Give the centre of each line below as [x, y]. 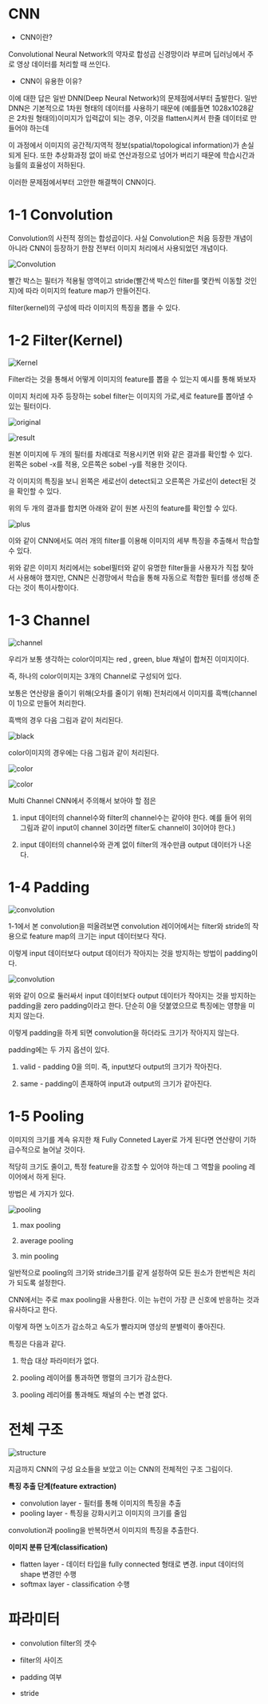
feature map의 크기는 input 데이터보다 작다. [98, 936]
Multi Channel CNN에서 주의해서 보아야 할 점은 [83, 800]
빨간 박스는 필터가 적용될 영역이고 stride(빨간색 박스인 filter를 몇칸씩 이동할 [125, 280]
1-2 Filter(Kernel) [66, 340]
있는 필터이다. [30, 406]
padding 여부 [41, 1677]
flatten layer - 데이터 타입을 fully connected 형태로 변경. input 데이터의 [132, 1564]
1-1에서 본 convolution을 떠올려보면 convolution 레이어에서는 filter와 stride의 [130, 926]
